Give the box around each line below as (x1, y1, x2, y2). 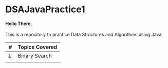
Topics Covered (17, 43, 58, 51)
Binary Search (17, 52, 52, 59)
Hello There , (5, 20, 32, 27)
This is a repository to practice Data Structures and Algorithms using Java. (5, 31, 163, 37)
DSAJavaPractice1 (5, 4, 85, 15)
